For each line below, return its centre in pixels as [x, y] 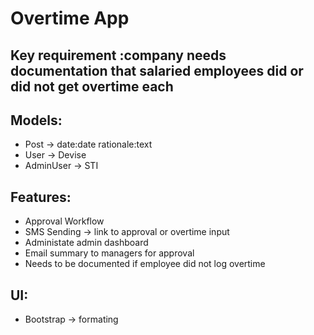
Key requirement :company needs [118, 55]
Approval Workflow [64, 221]
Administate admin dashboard [86, 243]
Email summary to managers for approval [109, 253]
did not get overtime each [92, 86]
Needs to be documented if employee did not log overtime [145, 264]
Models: [36, 120]
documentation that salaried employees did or [157, 70]
